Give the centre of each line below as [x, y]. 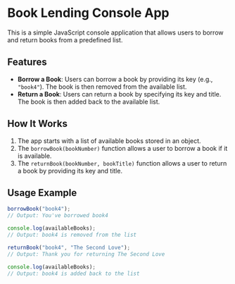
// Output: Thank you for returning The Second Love [86, 254]
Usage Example [42, 193]
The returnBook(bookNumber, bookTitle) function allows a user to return [122, 163]
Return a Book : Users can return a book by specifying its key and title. [119, 94]
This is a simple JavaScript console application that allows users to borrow [115, 32]
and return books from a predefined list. [65, 39]
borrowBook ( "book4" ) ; [39, 209]
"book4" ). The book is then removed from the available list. [102, 87]
